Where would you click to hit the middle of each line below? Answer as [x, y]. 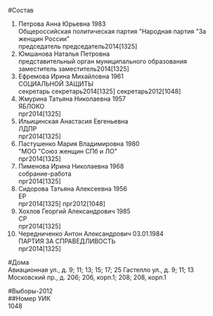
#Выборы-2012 [31, 291]
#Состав [21, 10]
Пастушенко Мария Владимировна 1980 [79, 144]
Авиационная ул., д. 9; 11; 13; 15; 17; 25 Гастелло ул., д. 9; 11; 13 [101, 270]
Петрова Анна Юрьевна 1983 [62, 24]
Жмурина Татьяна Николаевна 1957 [72, 99]
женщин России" [44, 39]
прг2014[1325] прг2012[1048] [62, 203]
